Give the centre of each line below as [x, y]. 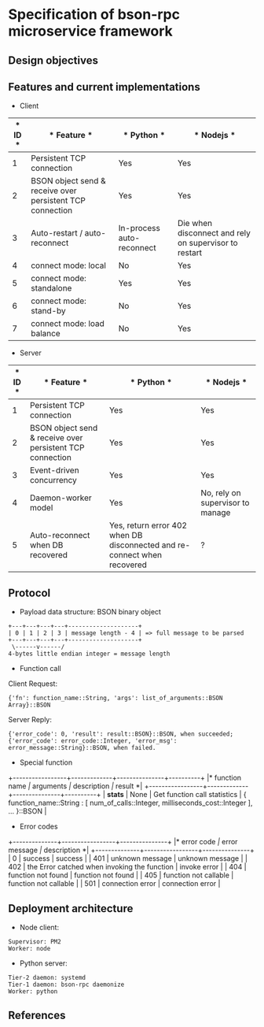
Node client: [39, 928]
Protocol [29, 593]
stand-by [49, 311]
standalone [51, 288]
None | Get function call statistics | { [188, 795]
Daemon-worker [61, 498]
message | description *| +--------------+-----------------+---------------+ [132, 850]
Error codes [38, 827]
